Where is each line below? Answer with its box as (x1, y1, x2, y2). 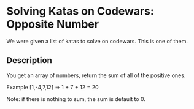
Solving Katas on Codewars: (6, 4, 155, 18)
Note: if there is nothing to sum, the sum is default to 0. (6, 95, 146, 102)
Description (6, 55, 52, 66)
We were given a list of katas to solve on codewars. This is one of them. (6, 37, 188, 45)
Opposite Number (6, 17, 99, 31)
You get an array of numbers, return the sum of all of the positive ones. (6, 72, 186, 79)
